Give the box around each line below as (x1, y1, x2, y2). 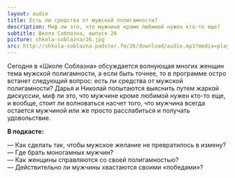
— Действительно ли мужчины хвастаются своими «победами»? (7, 163, 204, 171)
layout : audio (7, 10, 49, 17)
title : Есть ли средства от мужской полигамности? (7, 17, 158, 24)
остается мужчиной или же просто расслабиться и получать (7, 106, 190, 114)
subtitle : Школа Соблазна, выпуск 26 (7, 29, 117, 37)
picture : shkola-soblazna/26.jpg (7, 36, 105, 43)
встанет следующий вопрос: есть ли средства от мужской (7, 77, 183, 84)
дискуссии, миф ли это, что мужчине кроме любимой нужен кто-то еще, (7, 91, 226, 100)
